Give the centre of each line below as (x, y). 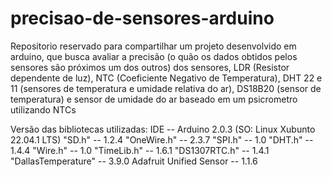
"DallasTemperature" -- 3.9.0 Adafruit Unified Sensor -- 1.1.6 (134, 161)
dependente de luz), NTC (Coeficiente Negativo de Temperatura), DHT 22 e (166, 78)
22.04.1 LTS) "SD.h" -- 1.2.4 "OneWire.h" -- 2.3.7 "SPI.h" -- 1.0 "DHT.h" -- (162, 139)
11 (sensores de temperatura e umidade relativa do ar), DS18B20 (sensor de (166, 88)
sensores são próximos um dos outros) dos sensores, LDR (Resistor (150, 67)
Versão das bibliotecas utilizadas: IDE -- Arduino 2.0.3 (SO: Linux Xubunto (163, 129)
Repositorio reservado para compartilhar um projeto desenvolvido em (153, 46)
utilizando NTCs (43, 109)
